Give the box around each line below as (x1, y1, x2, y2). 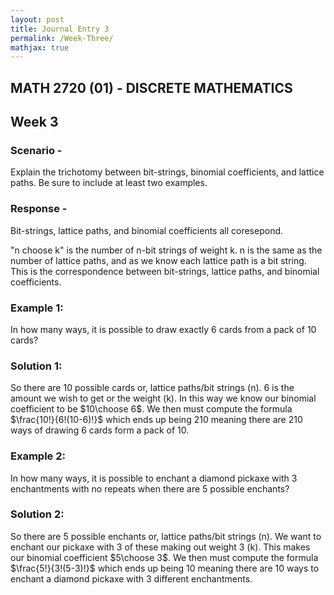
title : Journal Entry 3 (10, 24, 110, 34)
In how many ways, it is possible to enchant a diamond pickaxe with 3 (10, 472, 298, 484)
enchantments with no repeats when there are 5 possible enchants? (10, 482, 290, 495)
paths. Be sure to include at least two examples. (10, 177, 208, 189)
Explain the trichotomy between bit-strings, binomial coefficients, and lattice (10, 166, 325, 178)
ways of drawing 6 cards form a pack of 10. (10, 424, 190, 436)
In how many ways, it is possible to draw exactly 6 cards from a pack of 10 (10, 323, 317, 335)
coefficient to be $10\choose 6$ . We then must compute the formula (10, 403, 293, 415)
